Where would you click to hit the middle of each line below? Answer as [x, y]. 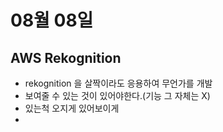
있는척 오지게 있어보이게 [72, 108]
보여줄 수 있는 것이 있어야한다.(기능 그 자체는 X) [117, 95]
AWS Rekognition [66, 57]
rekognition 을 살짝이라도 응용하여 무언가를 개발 [118, 83]
